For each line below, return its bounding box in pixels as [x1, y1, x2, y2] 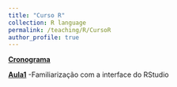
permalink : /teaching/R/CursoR [8, 26, 111, 34]
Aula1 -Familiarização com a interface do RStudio [8, 70, 169, 79]
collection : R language [8, 19, 87, 27]
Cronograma [8, 55, 51, 64]
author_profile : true [8, 33, 80, 42]
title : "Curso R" [8, 11, 66, 20]
